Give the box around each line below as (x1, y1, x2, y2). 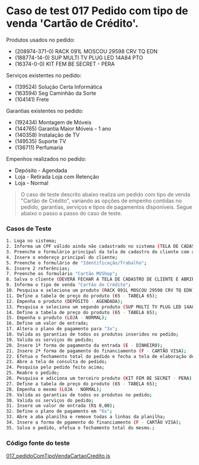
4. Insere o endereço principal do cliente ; (6, 254, 118, 260)
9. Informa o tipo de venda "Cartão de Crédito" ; (6, 282, 131, 288)
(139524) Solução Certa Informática (14, 83, 102, 90)
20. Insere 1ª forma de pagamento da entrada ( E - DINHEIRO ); (6, 342, 163, 348)
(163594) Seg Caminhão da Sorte (14, 89, 97, 96)
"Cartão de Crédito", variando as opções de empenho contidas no (20, 197, 182, 204)
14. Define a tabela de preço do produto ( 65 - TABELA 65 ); (6, 309, 158, 315)
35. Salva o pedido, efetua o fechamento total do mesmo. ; (6, 425, 155, 431)
